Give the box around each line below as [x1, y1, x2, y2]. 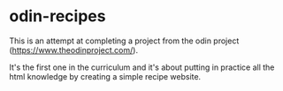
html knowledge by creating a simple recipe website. [9, 71, 202, 81]
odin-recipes [9, 6, 106, 27]
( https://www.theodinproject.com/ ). [9, 44, 139, 55]
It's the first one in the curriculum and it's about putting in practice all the [9, 62, 275, 72]
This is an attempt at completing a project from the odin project [9, 35, 240, 46]
